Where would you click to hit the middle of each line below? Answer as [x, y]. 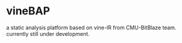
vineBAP [28, 11]
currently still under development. [48, 33]
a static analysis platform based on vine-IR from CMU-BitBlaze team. [91, 27]
